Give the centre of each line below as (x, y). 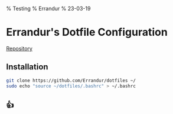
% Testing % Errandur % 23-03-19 (48, 9)
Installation (27, 67)
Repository (19, 48)
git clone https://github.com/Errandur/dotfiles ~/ (71, 81)
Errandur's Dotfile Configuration (87, 32)
